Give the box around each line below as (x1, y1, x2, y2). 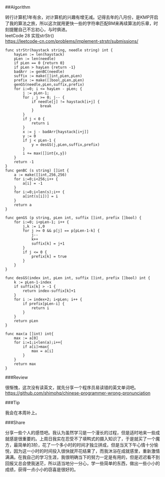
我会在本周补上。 (5, 410, 40, 416)
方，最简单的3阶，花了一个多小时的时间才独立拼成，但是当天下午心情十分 (5, 442, 154, 448)
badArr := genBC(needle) (14, 69, 65, 74)
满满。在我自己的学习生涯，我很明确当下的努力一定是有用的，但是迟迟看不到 (5, 454, 160, 460)
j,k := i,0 (23, 224, 45, 229)
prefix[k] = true (31, 254, 67, 259)
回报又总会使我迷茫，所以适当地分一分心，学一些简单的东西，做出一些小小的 (5, 460, 160, 466)
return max (14, 362, 36, 366)
